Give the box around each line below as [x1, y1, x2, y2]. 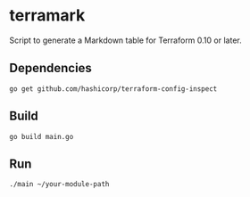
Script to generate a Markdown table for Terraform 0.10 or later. [9, 35, 243, 45]
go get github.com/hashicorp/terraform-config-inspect [9, 84, 218, 94]
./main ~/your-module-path [9, 180, 110, 189]
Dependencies [9, 61, 92, 76]
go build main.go [9, 132, 74, 141]
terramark [9, 5, 86, 26]
